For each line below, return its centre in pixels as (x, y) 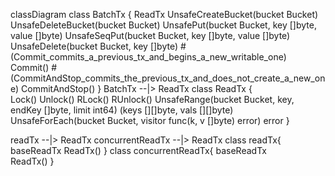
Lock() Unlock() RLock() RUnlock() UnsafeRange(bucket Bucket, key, (152, 99)
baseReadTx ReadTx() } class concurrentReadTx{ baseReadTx (138, 150)
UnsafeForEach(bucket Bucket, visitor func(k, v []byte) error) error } (150, 120)
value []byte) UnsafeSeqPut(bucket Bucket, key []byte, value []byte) (150, 35)
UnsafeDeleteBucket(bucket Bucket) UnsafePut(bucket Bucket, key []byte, (163, 25)
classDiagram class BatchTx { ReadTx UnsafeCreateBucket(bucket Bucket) (164, 14)
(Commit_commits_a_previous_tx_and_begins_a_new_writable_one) (148, 57)
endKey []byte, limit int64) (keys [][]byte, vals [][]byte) (122, 110)
